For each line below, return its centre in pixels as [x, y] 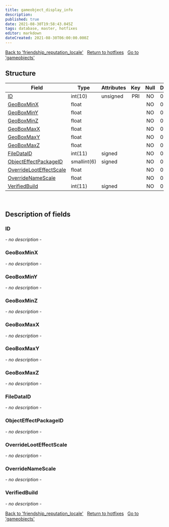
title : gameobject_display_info [39, 10]
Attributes [114, 88]
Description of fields [38, 214]
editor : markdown [23, 33]
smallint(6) [83, 162]
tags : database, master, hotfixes [41, 29]
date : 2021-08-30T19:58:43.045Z [39, 24]
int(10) [79, 96]
